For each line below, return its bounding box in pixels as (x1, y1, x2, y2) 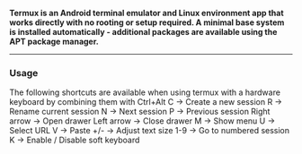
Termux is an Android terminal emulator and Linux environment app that (9, 8, 285, 18)
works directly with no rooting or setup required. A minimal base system (9, 17, 285, 28)
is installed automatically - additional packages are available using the (9, 27, 278, 37)
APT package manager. (9, 36, 99, 47)
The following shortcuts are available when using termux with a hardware (9, 87, 281, 98)
